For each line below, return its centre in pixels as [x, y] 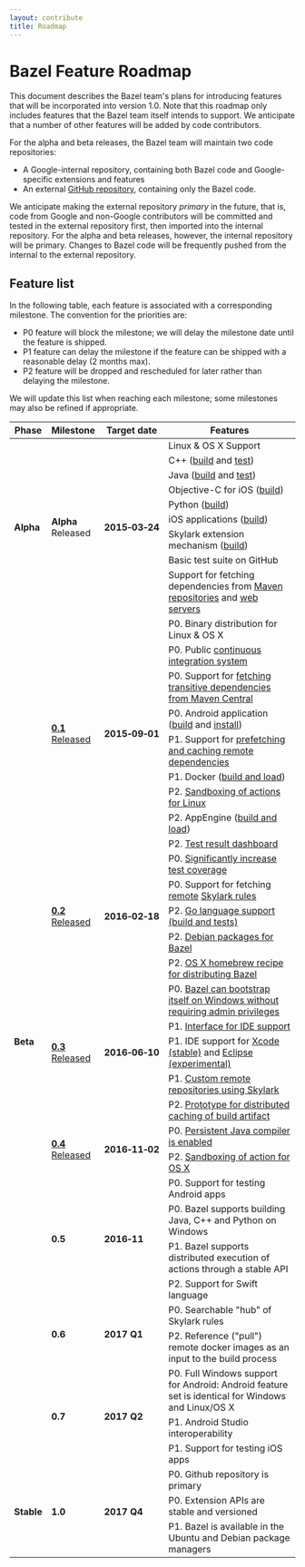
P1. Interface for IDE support [229, 1026]
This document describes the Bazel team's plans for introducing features [146, 96]
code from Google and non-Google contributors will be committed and [141, 216]
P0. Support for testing [217, 1183]
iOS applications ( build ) [218, 520]
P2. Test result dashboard [223, 844]
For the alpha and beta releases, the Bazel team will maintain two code [142, 142]
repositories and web [213, 598]
